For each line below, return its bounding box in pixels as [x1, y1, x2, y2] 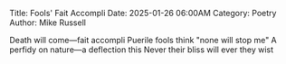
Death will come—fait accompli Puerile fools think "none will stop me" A [9, 35, 278, 45]
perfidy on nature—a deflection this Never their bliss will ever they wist [9, 44, 274, 55]
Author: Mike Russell [9, 17, 86, 28]
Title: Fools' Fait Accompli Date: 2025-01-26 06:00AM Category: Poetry [9, 8, 277, 18]
